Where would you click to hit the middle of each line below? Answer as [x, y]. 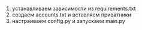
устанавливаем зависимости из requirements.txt [74, 9]
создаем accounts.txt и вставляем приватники [72, 15]
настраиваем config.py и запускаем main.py [69, 21]
